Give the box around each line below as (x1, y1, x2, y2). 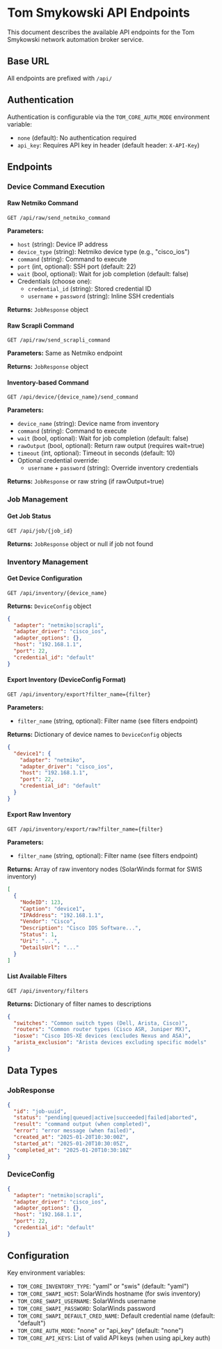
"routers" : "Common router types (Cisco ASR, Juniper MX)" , (13, 1026, 191, 1033)
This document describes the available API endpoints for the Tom (7, 28, 195, 36)
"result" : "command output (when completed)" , (13, 1121, 151, 1128)
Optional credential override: (17, 456, 100, 465)
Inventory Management (7, 557, 88, 566)
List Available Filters (7, 972, 68, 980)
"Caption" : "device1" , (19, 905, 86, 912)
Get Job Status (7, 512, 51, 520)
